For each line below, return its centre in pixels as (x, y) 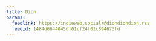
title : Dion (21, 12)
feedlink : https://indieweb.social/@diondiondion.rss (81, 23)
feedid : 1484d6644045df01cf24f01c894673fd (66, 29)
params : (16, 17)
